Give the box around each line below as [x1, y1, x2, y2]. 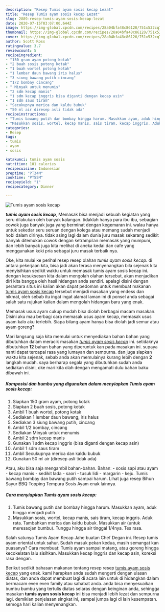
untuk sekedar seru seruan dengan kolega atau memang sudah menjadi [5, 227, 150, 233]
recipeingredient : [5, 52, 43, 58]
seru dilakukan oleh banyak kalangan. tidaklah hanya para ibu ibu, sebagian [5, 216, 158, 223]
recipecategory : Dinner [5, 184, 54, 189]
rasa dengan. [5, 555, 32, 561]
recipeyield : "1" [5, 180, 41, 185]
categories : [5, 125, 30, 130]
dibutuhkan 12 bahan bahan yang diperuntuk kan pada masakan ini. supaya [5, 343, 158, 350]
